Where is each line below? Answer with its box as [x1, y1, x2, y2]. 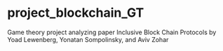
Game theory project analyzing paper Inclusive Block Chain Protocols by [7, 28, 217, 36]
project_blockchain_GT [7, 5, 144, 21]
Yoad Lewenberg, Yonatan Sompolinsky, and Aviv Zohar [7, 35, 169, 43]
